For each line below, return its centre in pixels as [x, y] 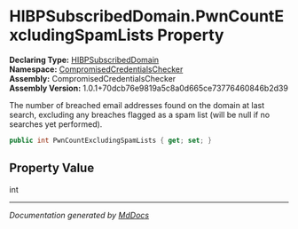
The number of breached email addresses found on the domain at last [137, 105]
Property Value [52, 168]
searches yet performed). [56, 124]
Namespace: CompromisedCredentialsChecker [96, 69]
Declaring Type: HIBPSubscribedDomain [84, 59]
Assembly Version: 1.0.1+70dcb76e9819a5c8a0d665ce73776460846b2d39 [149, 88]
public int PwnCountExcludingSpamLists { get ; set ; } [111, 140]
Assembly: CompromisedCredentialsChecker [93, 78]
